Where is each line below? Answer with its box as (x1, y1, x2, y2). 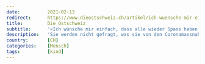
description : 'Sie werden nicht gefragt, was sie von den (6, 32, 163, 38)
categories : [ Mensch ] (6, 43, 70, 49)
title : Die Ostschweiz (6, 20, 86, 26)
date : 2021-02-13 (6, 9, 75, 15)
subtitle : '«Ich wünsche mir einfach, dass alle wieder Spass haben (6, 26, 198, 32)
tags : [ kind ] (6, 49, 64, 55)
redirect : (6, 15, 32, 21)
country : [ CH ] (6, 37, 59, 43)
